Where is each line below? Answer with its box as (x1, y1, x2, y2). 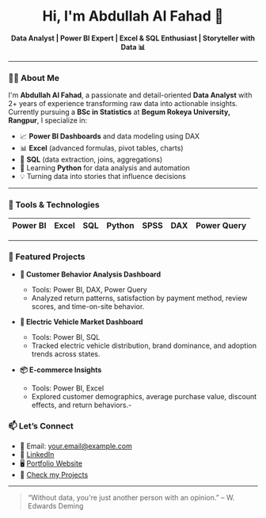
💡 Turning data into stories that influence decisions (19, 172, 186, 181)
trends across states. (31, 349, 101, 359)
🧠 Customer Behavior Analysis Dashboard (19, 269, 161, 279)
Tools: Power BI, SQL (31, 332, 101, 341)
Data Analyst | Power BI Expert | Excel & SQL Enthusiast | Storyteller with (10, 33, 256, 43)
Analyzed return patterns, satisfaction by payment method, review (31, 293, 248, 303)
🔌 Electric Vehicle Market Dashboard (19, 317, 143, 326)
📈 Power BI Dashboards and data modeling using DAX (19, 131, 200, 141)
